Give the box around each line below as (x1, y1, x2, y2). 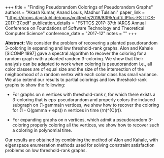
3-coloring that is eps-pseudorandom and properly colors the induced (12, 97, 155, 103)
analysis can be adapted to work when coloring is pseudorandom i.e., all (5, 61, 152, 67)
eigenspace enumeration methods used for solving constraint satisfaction (5, 142, 155, 148)
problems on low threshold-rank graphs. (5, 148, 87, 153)
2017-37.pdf (5, 20, 30, 26)
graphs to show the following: (5, 82, 66, 88)
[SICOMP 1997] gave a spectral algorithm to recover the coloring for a (5, 50, 147, 56)
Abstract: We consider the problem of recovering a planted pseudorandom (5, 40, 158, 46)
